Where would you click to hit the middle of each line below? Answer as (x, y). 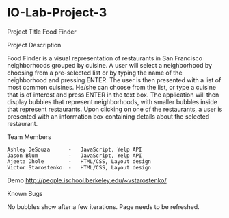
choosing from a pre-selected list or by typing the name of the (95, 73)
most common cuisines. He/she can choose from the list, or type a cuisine (112, 87)
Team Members (29, 137)
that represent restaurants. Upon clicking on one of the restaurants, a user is (115, 109)
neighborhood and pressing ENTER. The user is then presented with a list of (114, 80)
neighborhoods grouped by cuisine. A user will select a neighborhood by (110, 65)
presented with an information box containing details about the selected (108, 116)
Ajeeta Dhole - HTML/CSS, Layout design (79, 161)
